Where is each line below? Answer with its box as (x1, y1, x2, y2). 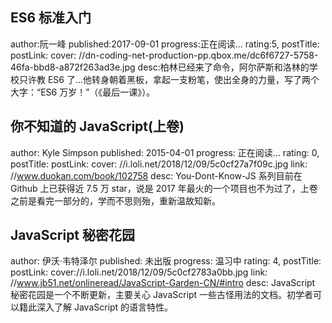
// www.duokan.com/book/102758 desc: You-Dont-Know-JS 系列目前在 (10, 169, 303, 182)
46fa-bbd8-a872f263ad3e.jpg (10, 61, 136, 73)
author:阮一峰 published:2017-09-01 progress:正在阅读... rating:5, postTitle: (10, 38, 320, 50)
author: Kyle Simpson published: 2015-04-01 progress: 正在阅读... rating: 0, (10, 146, 320, 158)
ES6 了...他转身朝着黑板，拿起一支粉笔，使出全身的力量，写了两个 (47, 73, 320, 85)
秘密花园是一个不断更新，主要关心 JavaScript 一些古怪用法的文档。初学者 (10, 289, 314, 301)
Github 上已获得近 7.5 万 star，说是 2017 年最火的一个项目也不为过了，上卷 (10, 182, 318, 194)
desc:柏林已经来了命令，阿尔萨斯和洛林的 (137, 61, 310, 73)
